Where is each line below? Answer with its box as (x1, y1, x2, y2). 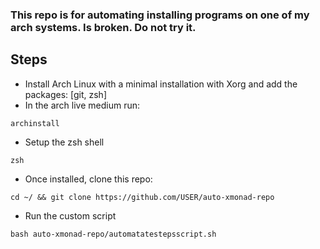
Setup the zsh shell (24, 136, 105, 148)
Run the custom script (24, 209, 117, 222)
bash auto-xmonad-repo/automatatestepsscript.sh (10, 229, 217, 239)
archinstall (10, 118, 60, 128)
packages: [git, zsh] (24, 88, 108, 100)
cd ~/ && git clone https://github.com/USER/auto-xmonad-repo (10, 192, 275, 202)
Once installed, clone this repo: (24, 173, 153, 185)
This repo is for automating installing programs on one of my (10, 8, 310, 22)
